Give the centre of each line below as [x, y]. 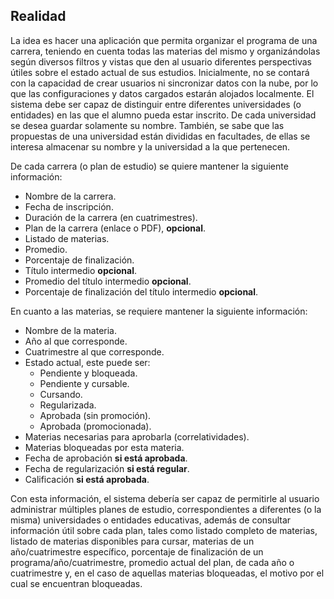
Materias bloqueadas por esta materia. [104, 447]
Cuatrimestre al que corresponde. [94, 351]
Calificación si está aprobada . [87, 479]
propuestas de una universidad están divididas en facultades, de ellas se [160, 136]
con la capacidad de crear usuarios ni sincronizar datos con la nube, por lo [164, 83]
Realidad [38, 16]
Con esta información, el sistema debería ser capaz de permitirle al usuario [165, 498]
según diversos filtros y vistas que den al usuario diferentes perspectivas [161, 61]
